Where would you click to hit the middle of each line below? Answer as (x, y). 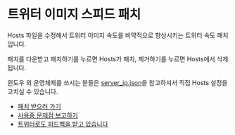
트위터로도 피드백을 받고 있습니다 (63, 124)
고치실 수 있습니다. (33, 91)
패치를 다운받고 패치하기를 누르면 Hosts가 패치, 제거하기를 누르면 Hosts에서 (112, 59)
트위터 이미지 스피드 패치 (74, 14)
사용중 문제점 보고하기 (48, 115)
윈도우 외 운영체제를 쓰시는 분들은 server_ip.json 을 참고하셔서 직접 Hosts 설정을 (118, 82)
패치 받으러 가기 (39, 106)
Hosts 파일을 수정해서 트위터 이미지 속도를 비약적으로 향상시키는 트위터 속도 (112, 35)
